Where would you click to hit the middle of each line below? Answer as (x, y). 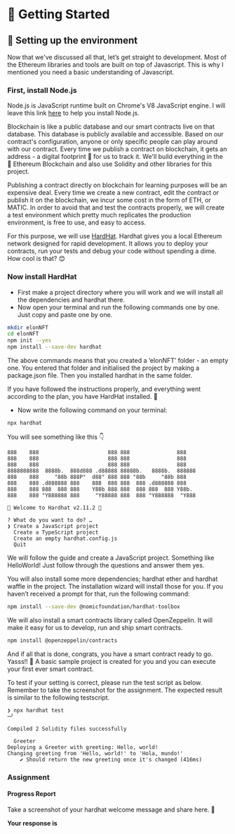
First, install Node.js (42, 90)
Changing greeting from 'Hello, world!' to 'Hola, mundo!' (95, 753)
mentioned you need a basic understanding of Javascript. (91, 72)
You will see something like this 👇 (56, 437)
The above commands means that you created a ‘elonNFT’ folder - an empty (118, 361)
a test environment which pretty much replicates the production (99, 215)
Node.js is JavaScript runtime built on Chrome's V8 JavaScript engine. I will (116, 105)
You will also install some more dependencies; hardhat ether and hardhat (113, 579)
